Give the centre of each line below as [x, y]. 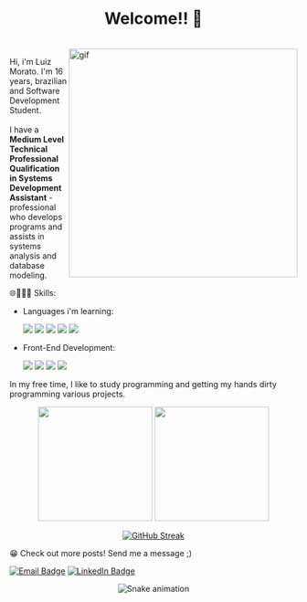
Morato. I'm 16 [37, 71]
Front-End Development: [69, 347]
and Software [35, 90]
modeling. [28, 275]
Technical [29, 149]
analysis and [33, 256]
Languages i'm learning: [68, 311]
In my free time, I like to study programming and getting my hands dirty [143, 384]
